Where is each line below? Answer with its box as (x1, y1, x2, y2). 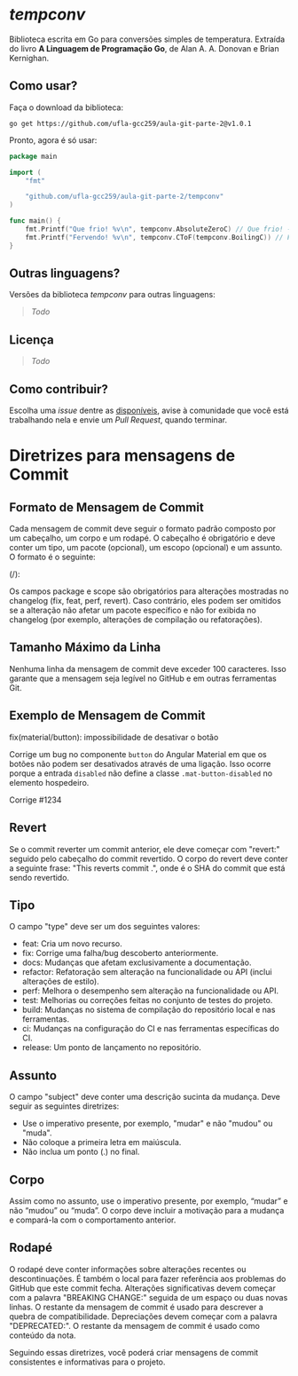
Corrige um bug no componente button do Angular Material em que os (9, 748, 268, 759)
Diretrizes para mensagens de (9, 446, 236, 466)
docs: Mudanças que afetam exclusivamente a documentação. (21, 957, 252, 968)
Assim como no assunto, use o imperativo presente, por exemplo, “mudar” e (9, 1195, 288, 1206)
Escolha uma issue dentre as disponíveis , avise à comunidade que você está (9, 405, 289, 416)
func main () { (9, 217, 62, 225)
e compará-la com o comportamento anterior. (9, 1214, 176, 1225)
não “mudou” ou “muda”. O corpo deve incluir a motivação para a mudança (9, 1205, 285, 1215)
